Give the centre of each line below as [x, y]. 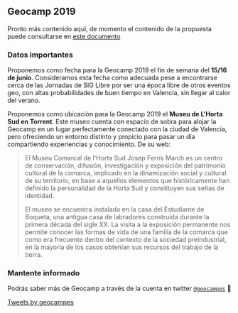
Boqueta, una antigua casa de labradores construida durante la [117, 217]
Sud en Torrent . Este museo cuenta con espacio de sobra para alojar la [112, 122]
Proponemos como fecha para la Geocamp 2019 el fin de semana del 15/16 [117, 70]
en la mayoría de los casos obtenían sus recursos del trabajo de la [121, 247]
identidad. [39, 196]
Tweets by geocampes [41, 302]
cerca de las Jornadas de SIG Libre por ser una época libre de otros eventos [119, 85]
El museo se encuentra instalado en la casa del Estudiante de [114, 209]
